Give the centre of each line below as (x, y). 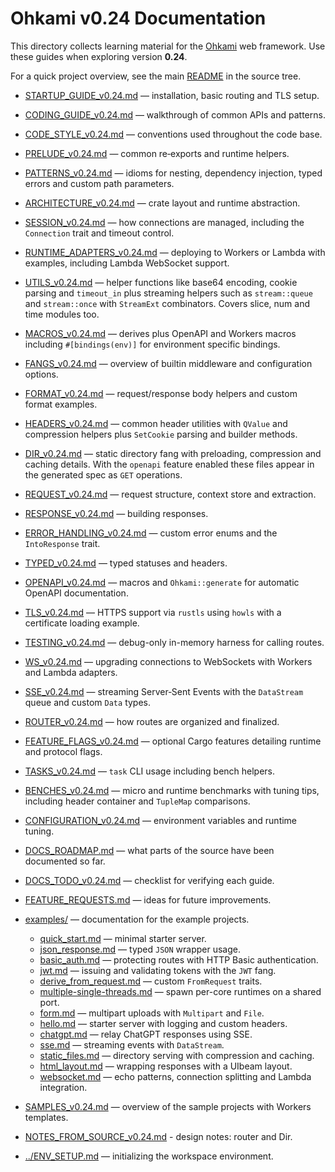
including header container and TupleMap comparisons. (137, 801)
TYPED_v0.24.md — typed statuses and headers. (126, 563)
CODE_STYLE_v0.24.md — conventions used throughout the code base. (173, 134)
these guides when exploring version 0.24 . (99, 56)
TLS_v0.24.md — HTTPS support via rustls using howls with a (153, 612)
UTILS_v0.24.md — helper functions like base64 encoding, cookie (161, 282)
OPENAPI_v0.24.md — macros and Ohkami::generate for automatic (162, 582)
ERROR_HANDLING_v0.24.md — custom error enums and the (151, 533)
